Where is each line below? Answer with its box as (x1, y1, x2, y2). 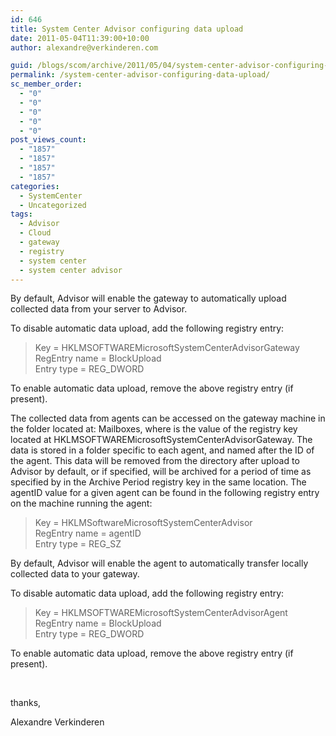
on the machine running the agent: (10, 497, 153, 510)
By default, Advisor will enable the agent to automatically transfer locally (10, 557, 309, 570)
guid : (10, 61, 33, 71)
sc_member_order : (10, 79, 83, 90)
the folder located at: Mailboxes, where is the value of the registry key (10, 423, 298, 435)
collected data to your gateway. (10, 568, 140, 580)
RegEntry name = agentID (34, 527, 142, 540)
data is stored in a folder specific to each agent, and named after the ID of (10, 444, 315, 456)
